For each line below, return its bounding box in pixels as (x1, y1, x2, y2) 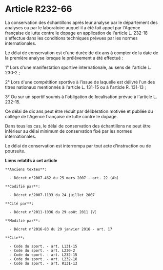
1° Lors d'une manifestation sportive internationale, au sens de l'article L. (5, 64, 152, 70)
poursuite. (5, 148, 26, 154)
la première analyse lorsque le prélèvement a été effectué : (5, 55, 123, 61)
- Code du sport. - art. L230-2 (9, 248, 76, 253)
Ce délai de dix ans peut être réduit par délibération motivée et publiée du (5, 108, 153, 114)
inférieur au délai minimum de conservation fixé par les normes (5, 128, 132, 134)
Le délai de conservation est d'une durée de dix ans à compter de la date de (5, 50, 159, 56)
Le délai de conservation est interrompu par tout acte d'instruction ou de (5, 143, 151, 148)
